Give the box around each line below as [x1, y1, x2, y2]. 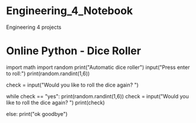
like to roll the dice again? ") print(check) [6, 99, 105, 106]
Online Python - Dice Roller [6, 44, 142, 58]
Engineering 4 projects [6, 24, 62, 31]
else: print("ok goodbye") [6, 110, 68, 117]
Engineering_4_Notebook [6, 4, 133, 18]
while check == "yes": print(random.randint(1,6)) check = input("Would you [6, 92, 189, 99]
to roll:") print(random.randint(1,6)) [6, 69, 90, 77]
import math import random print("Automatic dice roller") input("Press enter [6, 64, 190, 71]
